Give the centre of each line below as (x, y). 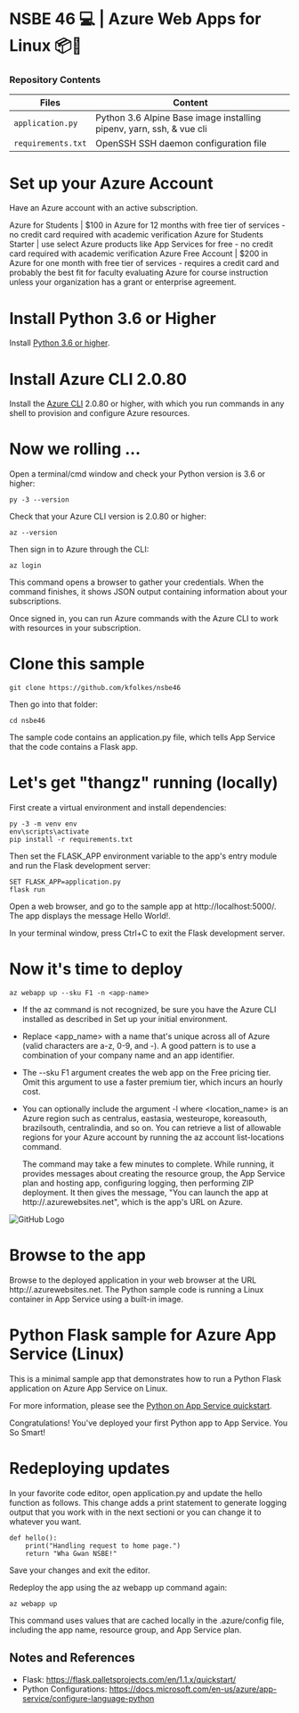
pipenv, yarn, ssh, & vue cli (151, 129)
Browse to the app (78, 1256)
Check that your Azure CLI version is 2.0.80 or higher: (108, 517)
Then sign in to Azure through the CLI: (79, 549)
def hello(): (33, 1538)
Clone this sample (77, 664)
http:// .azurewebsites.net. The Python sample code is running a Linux (137, 1289)
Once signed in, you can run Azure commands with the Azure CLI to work (144, 619)
